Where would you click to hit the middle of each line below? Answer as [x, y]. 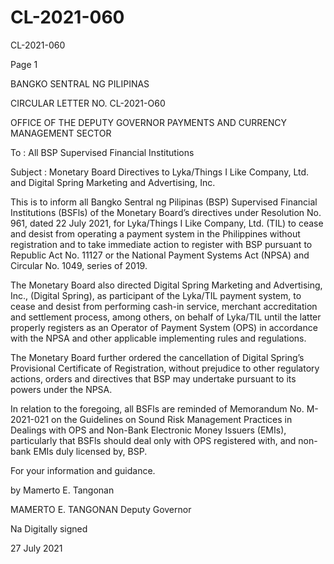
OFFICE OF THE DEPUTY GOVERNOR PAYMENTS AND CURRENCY [149, 122]
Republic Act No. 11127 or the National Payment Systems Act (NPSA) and [160, 255]
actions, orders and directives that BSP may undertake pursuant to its [153, 378]
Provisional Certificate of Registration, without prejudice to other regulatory [165, 368]
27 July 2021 [36, 548]
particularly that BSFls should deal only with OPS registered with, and [153, 440]
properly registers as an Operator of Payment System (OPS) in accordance [164, 327]
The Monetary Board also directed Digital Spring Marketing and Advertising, [166, 285]
